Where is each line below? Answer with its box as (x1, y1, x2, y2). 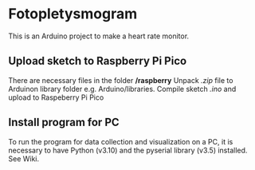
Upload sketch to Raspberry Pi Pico (8, 54, 187, 68)
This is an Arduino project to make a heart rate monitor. (8, 31, 190, 41)
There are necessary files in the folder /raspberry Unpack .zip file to (8, 75, 233, 85)
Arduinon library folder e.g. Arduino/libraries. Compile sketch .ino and (8, 84, 237, 93)
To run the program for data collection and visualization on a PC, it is (8, 136, 233, 146)
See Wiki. (8, 153, 40, 164)
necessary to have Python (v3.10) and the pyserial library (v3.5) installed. (8, 145, 248, 155)
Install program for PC (8, 116, 120, 129)
